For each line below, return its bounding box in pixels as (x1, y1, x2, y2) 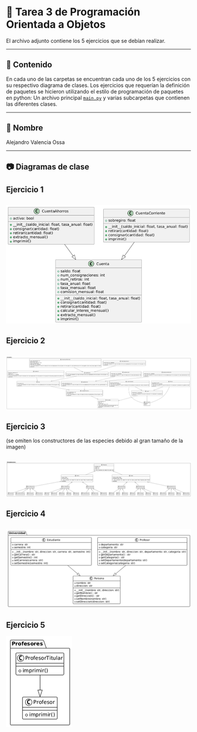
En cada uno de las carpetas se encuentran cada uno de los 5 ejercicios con (6, 75, 191, 82)
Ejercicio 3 (6, 422, 46, 432)
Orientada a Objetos (6, 18, 106, 31)
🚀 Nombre (6, 123, 43, 133)
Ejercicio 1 (6, 185, 44, 195)
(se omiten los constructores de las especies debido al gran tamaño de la (6, 437, 184, 444)
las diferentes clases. (6, 100, 57, 108)
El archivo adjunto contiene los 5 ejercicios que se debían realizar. (6, 37, 166, 44)
